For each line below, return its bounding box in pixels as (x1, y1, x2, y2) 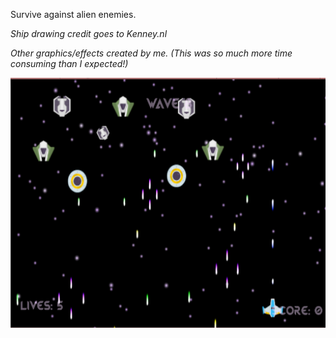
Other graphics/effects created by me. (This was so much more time (10, 47, 293, 59)
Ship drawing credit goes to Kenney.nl (10, 28, 168, 39)
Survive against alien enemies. (10, 9, 137, 20)
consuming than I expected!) (10, 58, 129, 69)
